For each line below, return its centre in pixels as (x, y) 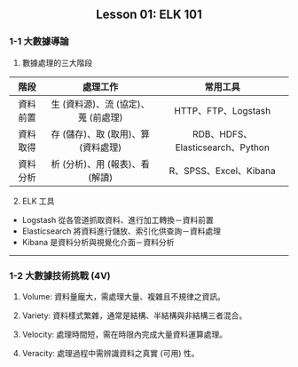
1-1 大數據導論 (39, 42)
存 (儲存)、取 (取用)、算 (101, 134)
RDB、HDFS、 (222, 134)
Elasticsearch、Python (223, 148)
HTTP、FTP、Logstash (223, 110)
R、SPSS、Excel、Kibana (223, 171)
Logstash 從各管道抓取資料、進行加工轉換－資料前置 (118, 219)
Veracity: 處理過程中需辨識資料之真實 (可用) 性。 (110, 353)
